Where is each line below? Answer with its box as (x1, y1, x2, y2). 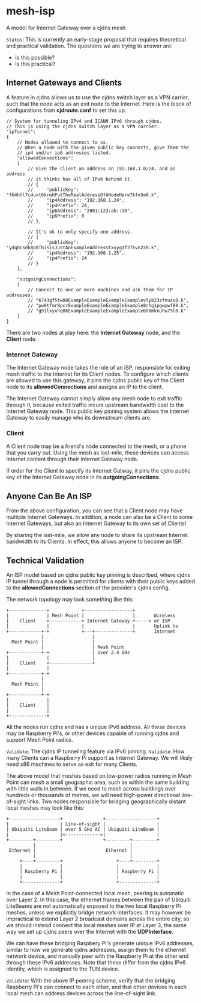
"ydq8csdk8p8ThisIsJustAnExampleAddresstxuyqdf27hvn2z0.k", (6, 244, 160, 250)
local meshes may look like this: (6, 804, 85, 811)
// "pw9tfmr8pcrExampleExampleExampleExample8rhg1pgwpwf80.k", (28, 302, 189, 308)
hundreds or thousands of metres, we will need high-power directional (6, 791, 181, 798)
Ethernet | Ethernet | (8, 847, 133, 853)
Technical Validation (6, 555, 85, 565)
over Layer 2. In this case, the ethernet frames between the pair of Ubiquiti (6, 896, 191, 903)
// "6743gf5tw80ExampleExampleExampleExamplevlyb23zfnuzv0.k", (28, 297, 189, 303)
